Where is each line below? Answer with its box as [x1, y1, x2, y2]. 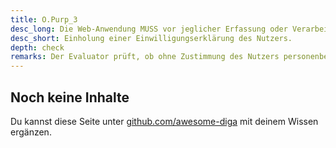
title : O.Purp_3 [10, 14, 78, 25]
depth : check [10, 42, 65, 53]
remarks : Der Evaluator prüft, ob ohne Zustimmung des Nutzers [10, 52, 280, 62]
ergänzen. [10, 126, 52, 138]
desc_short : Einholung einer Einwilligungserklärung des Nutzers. [10, 33, 293, 43]
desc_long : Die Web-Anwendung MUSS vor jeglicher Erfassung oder [10, 24, 288, 34]
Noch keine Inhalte [10, 89, 130, 106]
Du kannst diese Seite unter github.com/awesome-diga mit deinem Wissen [10, 115, 319, 127]
